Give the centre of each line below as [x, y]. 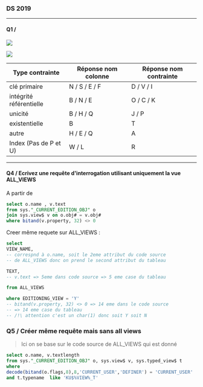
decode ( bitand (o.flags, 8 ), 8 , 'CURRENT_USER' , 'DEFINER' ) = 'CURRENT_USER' [100, 372]
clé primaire [26, 86]
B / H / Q [81, 114]
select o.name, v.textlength [43, 355]
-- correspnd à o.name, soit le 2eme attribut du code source [86, 255]
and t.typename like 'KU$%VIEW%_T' [52, 378]
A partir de [20, 193]
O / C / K [143, 100]
